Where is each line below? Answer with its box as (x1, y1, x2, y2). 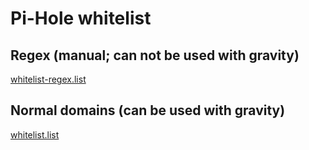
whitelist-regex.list (10, 73, 87, 85)
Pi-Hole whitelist (10, 7, 152, 30)
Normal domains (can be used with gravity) (10, 102, 286, 119)
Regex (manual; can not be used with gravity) (10, 47, 300, 64)
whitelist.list (10, 128, 60, 141)
